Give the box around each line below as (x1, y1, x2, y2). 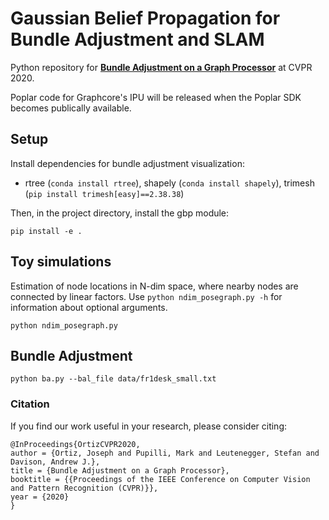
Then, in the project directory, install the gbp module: (10, 207, 230, 219)
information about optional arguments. (10, 301, 168, 313)
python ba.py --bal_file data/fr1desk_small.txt (10, 374, 217, 384)
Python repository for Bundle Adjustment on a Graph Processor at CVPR (10, 61, 313, 73)
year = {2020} (10, 492, 70, 502)
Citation (10, 397, 50, 411)
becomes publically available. (10, 102, 132, 114)
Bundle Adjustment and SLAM (10, 28, 265, 51)
